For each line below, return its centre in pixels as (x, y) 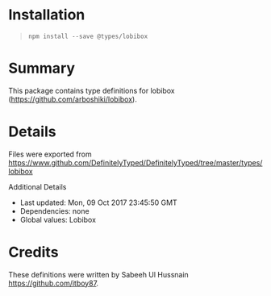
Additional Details (38, 186)
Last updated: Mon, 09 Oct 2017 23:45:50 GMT (98, 202)
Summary (42, 68)
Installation (47, 15)
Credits (33, 252)
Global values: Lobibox (58, 219)
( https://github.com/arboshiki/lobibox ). (73, 99)
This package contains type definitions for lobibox (92, 90)
